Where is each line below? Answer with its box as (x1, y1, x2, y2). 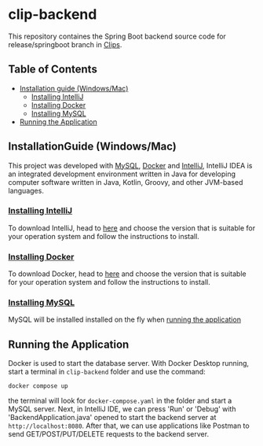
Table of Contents (8, 63, 98, 76)
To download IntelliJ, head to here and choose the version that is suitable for (8, 223, 256, 233)
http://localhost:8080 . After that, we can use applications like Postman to (8, 421, 250, 430)
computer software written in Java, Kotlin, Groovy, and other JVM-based (8, 177, 243, 186)
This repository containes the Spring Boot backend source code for (8, 31, 226, 41)
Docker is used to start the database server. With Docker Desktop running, (8, 359, 250, 368)
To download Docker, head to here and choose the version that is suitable (8, 269, 247, 278)
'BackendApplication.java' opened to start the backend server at (8, 413, 217, 422)
